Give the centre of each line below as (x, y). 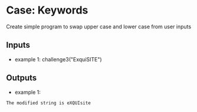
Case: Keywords (47, 10)
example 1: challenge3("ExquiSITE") (58, 59)
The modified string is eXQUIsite (49, 103)
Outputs (22, 78)
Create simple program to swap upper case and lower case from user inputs (99, 27)
